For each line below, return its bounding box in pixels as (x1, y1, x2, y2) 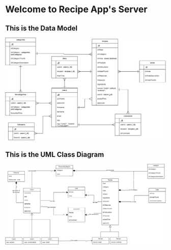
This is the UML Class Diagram (5, 150, 104, 159)
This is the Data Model (5, 24, 78, 33)
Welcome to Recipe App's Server (5, 4, 148, 15)
